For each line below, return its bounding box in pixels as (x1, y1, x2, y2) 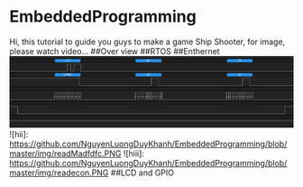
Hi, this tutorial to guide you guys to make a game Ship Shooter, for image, (9, 36, 286, 47)
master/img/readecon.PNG (9, 167, 109, 178)
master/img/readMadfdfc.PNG (9, 147, 122, 159)
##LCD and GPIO (110, 167, 174, 178)
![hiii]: (123, 147, 144, 159)
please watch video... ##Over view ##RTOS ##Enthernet (9, 45, 220, 56)
